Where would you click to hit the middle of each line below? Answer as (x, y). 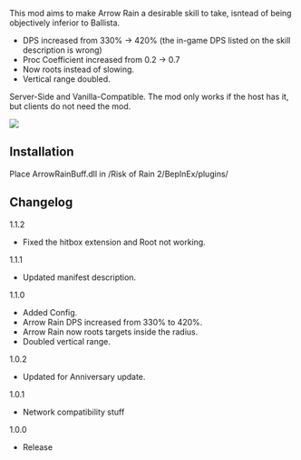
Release (37, 447)
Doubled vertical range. (66, 341)
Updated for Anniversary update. (84, 376)
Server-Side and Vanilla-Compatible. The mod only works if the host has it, (149, 96)
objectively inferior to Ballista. (65, 23)
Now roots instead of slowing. (78, 69)
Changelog (41, 202)
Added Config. (50, 312)
